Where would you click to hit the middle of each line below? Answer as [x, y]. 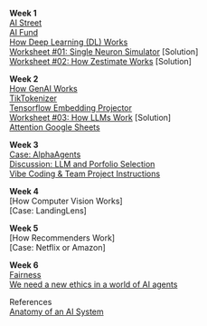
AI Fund [24, 32]
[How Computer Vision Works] [66, 201]
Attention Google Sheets [55, 127]
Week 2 [24, 79]
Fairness [25, 275]
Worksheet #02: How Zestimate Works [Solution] [101, 61]
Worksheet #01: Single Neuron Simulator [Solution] [104, 52]
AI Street [26, 23]
